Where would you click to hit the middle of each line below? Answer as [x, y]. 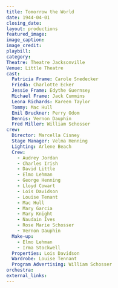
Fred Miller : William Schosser [51, 124]
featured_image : [27, 34]
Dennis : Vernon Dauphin [41, 118]
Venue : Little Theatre [35, 68]
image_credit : [24, 46]
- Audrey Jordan [38, 158]
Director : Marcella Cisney [46, 136]
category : [19, 57]
